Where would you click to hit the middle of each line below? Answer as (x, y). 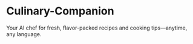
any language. (24, 34)
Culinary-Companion (60, 11)
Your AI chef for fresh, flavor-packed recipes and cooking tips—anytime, (97, 28)
